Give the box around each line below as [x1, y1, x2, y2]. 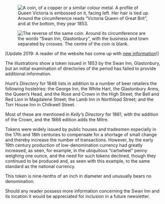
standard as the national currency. [5, 164, 76, 169]
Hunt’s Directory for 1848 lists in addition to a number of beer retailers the [5, 80, 157, 86]
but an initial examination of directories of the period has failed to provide [5, 65, 156, 71]
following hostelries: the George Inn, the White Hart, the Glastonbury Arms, [5, 86, 160, 92]
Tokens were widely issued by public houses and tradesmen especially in [5, 126, 156, 132]
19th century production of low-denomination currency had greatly [5, 142, 143, 148]
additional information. [5, 71, 51, 77]
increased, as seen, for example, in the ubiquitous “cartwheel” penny [5, 148, 147, 153]
